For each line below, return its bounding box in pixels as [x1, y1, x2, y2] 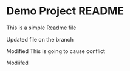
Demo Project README [6, 4, 125, 18]
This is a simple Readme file [6, 24, 77, 31]
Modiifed [6, 59, 29, 66]
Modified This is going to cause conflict [6, 47, 105, 55]
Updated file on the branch [6, 35, 74, 43]
